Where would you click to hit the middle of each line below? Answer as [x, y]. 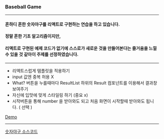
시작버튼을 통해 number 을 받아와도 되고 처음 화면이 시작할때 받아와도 [78, 101]
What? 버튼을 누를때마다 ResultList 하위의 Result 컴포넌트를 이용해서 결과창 [85, 83]
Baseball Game [23, 7]
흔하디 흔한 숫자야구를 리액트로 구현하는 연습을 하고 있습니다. [62, 24]
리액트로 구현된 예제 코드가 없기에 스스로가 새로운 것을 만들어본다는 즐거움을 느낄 [81, 48]
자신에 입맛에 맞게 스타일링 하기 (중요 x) [50, 95]
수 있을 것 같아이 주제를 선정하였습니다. [42, 54]
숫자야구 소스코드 [21, 131]
